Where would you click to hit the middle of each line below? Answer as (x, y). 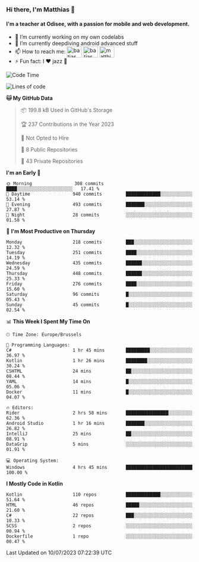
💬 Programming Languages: (38, 345)
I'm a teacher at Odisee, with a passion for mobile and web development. (98, 24)
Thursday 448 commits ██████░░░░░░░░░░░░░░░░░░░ (99, 274)
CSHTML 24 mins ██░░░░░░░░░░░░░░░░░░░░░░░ (99, 371)
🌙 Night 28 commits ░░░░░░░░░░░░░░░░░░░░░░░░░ (99, 215)
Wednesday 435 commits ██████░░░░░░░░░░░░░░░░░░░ (99, 263)
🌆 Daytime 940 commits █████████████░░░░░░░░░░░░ (99, 194)
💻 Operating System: (33, 461)
